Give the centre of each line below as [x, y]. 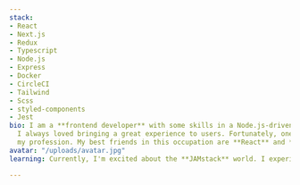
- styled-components [48, 109]
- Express [28, 68]
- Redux [24, 42]
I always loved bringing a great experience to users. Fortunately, [147, 134]
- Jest [21, 117]
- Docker [25, 76]
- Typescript [33, 51]
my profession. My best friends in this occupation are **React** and [151, 142]
